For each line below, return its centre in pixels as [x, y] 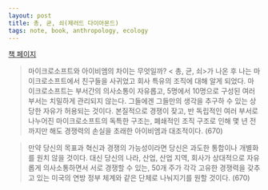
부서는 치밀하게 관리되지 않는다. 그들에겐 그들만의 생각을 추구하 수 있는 [138, 101]
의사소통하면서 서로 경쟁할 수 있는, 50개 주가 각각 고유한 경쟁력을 [144, 168]
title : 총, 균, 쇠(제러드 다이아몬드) [64, 23]
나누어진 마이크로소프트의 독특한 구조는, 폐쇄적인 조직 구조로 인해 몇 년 [138, 121]
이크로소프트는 [50, 91]
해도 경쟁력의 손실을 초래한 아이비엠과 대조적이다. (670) [136, 131]
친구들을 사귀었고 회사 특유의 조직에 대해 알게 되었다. [164, 81]
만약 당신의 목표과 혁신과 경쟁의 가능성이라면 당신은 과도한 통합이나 [132, 148]
